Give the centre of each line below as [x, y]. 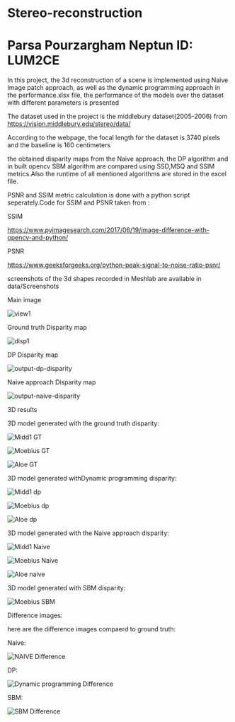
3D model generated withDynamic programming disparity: [92, 479]
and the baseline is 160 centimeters [59, 145]
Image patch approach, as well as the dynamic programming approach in [114, 88]
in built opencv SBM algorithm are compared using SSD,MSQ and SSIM [111, 166]
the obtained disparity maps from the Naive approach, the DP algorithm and [118, 159]
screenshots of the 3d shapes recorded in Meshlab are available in [104, 279]
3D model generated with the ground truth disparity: [83, 423]
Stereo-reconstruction [75, 13]
